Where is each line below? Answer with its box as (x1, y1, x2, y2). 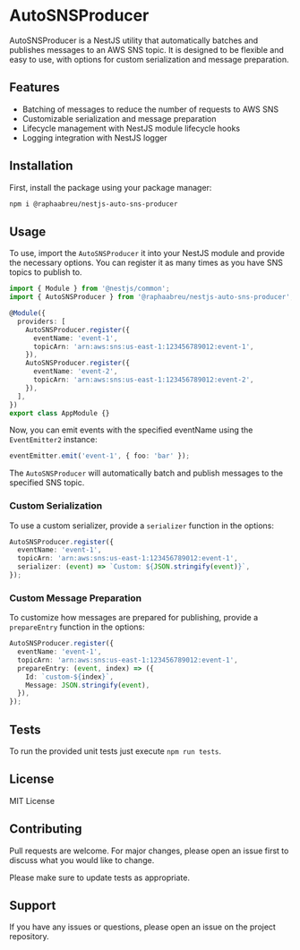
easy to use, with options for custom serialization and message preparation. (9, 54, 289, 64)
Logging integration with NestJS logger (21, 132, 167, 143)
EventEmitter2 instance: (9, 434, 99, 445)
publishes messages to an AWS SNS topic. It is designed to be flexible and (9, 44, 285, 55)
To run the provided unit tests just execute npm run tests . (9, 746, 222, 757)
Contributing (9, 821, 82, 837)
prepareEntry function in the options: (9, 621, 145, 632)
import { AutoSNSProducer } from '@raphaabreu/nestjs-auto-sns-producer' (9, 293, 291, 302)
